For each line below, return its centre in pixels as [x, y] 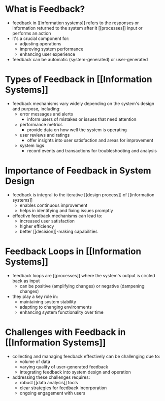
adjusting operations [40, 43]
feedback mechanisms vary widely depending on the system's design [83, 103]
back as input [26, 281]
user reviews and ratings [45, 135]
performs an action [32, 33]
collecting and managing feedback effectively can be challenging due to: [86, 356]
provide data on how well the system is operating [77, 130]
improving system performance [51, 49]
